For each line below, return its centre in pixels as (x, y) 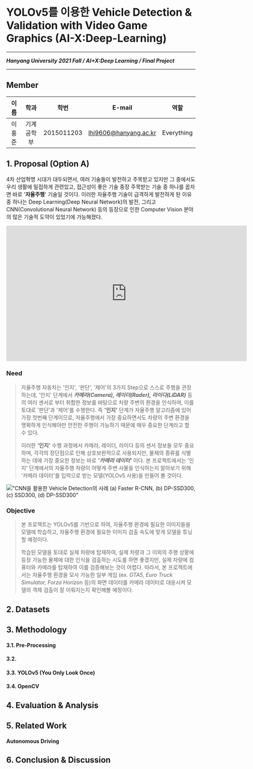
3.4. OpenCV (23, 686)
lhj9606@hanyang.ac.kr (122, 132)
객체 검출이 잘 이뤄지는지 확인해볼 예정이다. (83, 590)
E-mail (122, 107)
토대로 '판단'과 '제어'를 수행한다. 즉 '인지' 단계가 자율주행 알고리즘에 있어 (106, 409)
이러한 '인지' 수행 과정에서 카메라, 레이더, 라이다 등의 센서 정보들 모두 (102, 445)
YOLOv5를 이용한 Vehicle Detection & (99, 12)
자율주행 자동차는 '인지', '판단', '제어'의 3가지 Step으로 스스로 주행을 (101, 387)
